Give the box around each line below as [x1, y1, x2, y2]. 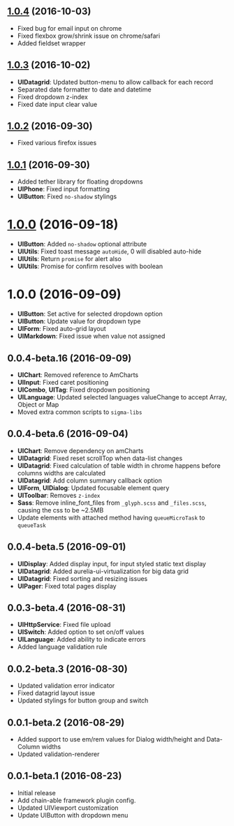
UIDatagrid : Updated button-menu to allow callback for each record [17, 78, 214, 86]
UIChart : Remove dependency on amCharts [17, 446, 144, 455]
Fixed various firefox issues [17, 139, 97, 147]
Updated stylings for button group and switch [17, 696, 149, 705]
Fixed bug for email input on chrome [17, 24, 122, 32]
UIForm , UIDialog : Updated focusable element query [17, 483, 170, 492]
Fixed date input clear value [17, 100, 98, 108]
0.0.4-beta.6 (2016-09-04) [7, 428, 129, 440]
